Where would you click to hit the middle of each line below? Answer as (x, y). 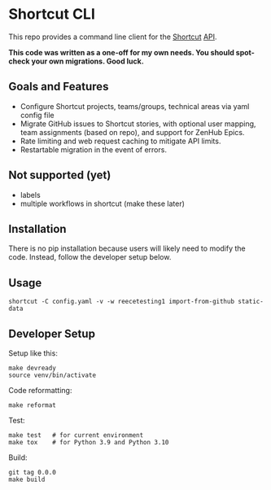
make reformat (33, 405)
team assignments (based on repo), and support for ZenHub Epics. (132, 132)
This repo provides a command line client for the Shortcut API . (113, 37)
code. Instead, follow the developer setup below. (90, 257)
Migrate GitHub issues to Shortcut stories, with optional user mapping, (138, 124)
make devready (33, 368)
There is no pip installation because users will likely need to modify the (127, 248)
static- (251, 302)
